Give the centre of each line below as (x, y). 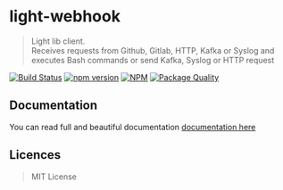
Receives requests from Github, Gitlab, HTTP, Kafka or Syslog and (153, 50)
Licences (35, 155)
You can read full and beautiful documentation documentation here (133, 127)
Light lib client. (58, 41)
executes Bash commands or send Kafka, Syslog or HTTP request (153, 60)
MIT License (54, 177)
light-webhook (65, 17)
